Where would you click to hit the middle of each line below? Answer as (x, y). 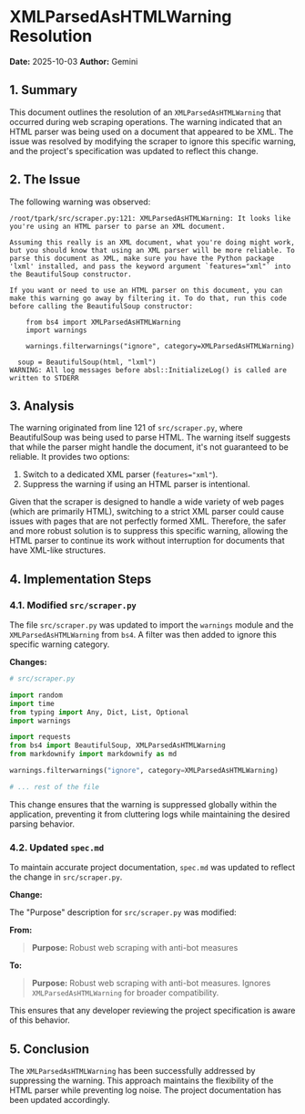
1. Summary (44, 90)
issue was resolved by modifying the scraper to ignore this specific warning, (152, 141)
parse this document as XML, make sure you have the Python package (142, 258)
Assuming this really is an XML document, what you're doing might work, (152, 242)
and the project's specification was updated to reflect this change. (134, 151)
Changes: (28, 662)
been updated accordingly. (60, 1099)
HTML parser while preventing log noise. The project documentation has (146, 1090)
